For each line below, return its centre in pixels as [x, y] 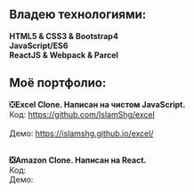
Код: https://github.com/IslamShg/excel [82, 114]
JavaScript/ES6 [39, 45]
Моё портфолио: [58, 83]
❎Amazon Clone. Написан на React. [78, 160]
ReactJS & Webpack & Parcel [64, 55]
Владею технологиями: [78, 15]
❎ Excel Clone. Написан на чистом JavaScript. [97, 104]
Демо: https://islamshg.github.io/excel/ [81, 133]
